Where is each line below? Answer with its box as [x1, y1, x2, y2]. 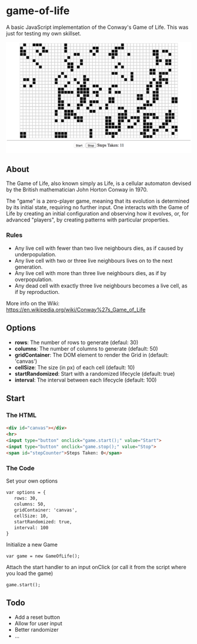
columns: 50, [14, 501, 46, 507]
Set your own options [6, 477, 58, 484]
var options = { [6, 489, 46, 496]
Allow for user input [14, 620, 63, 627]
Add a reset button [14, 613, 61, 620]
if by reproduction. [14, 288, 60, 295]
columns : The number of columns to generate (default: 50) [14, 345, 158, 352]
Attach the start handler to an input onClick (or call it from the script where [6, 563, 186, 570]
